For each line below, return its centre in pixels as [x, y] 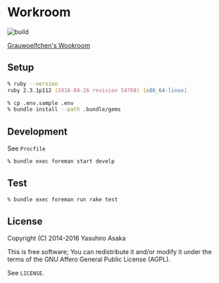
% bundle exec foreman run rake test [63, 199]
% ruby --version [33, 84]
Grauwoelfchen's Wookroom [49, 45]
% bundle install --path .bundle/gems [64, 110]
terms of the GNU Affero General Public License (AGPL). [89, 259]
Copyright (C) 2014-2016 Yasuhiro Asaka [67, 238]
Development [38, 131]
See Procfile [26, 149]
